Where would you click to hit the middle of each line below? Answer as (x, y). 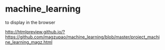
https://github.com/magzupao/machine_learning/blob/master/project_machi (82, 37)
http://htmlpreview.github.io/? (35, 32)
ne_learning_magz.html (29, 42)
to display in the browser (30, 22)
